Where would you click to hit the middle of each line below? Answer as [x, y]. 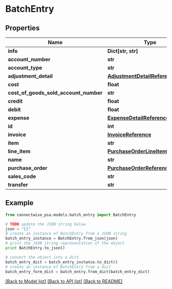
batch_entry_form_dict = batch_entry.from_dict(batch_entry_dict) [78, 272]
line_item [19, 151]
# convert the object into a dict [42, 257]
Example [19, 203]
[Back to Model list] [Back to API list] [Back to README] [64, 281]
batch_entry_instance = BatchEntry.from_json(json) [61, 239]
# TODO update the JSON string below [46, 224]
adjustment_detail [30, 76]
